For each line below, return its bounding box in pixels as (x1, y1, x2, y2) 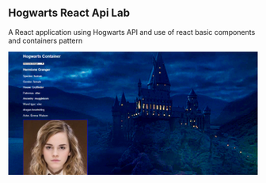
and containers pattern (8, 36, 83, 45)
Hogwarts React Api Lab (8, 6, 131, 20)
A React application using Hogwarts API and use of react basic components (8, 27, 256, 36)
